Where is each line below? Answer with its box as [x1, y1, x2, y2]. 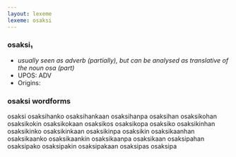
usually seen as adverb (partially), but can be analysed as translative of [17, 56, 229, 64]
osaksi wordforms [7, 96, 71, 106]
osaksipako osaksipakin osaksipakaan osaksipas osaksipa [7, 142, 177, 151]
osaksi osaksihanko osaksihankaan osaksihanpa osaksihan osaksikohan [7, 112, 218, 120]
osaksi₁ [7, 40, 33, 50]
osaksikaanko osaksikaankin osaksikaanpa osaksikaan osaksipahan [7, 134, 205, 143]
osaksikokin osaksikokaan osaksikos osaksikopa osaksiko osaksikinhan [7, 120, 216, 128]
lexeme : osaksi [7, 17, 52, 24]
